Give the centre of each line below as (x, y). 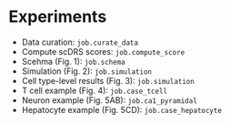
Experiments (58, 17)
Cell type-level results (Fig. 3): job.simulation (108, 80)
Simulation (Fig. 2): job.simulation (86, 71)
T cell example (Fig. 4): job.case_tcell (95, 90)
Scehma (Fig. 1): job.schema (73, 61)
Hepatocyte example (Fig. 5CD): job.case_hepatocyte (121, 109)
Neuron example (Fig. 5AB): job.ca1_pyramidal (109, 100)
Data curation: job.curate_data (80, 42)
